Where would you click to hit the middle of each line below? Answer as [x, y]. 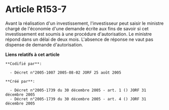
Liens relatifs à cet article [32, 54]
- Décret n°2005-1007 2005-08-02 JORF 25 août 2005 [66, 72]
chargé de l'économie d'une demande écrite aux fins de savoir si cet [77, 28]
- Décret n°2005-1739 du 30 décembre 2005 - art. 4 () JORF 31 [78, 99]
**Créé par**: [20, 81]
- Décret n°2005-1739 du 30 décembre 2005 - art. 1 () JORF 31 [78, 90]
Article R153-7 [36, 9]
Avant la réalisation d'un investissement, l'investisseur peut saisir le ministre [84, 23]
